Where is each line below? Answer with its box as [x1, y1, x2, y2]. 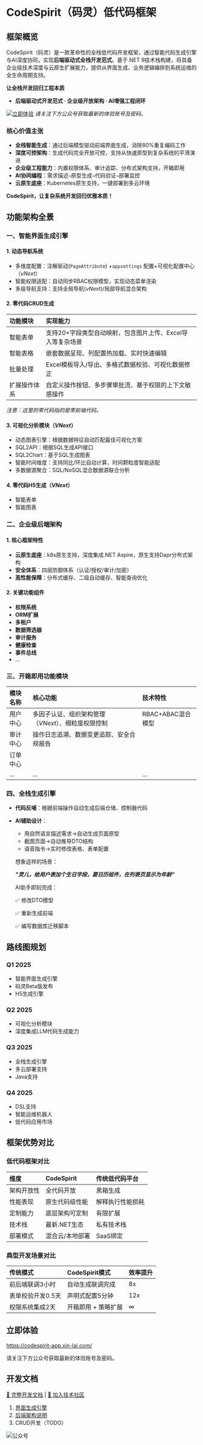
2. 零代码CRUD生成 [6, 300, 54, 307]
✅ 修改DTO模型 [14, 897, 54, 904]
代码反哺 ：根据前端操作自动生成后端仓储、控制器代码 [14, 804, 148, 812]
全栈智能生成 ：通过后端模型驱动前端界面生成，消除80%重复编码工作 [14, 142, 186, 149]
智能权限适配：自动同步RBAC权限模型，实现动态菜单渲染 [14, 277, 157, 285]
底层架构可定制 [45, 1209, 89, 1217]
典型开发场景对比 [6, 1251, 56, 1260]
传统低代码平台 [95, 1174, 139, 1183]
